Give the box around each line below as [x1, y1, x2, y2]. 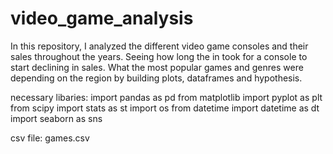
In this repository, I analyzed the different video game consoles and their [10, 40, 309, 52]
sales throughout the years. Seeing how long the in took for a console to [10, 50, 308, 62]
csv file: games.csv [10, 132, 90, 144]
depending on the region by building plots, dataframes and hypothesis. [10, 72, 303, 84]
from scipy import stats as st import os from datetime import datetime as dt [10, 102, 320, 114]
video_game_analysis [10, 7, 194, 30]
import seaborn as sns [10, 112, 103, 124]
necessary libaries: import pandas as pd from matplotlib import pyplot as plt [10, 91, 323, 103]
